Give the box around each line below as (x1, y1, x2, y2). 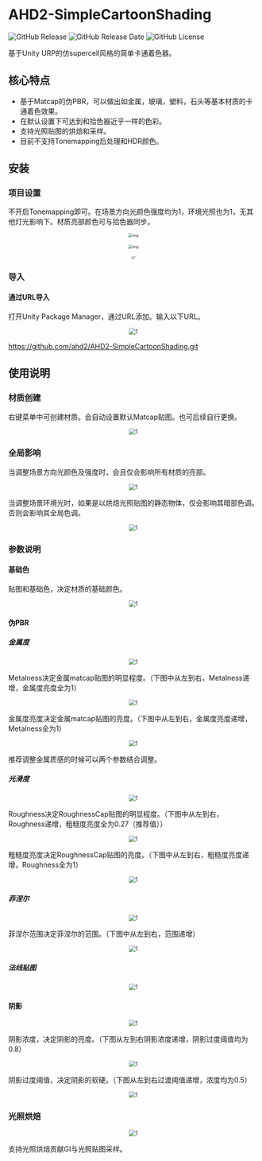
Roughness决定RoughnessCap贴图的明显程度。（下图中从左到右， (8, 810, 224, 819)
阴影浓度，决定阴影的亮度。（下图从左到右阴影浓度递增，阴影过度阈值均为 (8, 1034, 249, 1043)
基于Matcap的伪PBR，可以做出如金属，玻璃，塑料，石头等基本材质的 (19, 96, 246, 106)
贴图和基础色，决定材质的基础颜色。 (8, 584, 127, 593)
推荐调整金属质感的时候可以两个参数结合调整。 (8, 754, 161, 764)
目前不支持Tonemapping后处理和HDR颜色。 (19, 136, 164, 146)
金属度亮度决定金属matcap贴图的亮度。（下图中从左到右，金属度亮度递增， (8, 713, 252, 723)
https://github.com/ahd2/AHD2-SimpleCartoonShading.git (8, 341, 198, 351)
